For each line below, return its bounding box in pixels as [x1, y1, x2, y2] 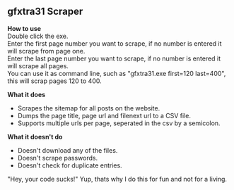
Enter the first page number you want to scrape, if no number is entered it [7, 39, 222, 48]
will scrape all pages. [7, 61, 69, 70]
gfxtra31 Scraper [7, 6, 83, 18]
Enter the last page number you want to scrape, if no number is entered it [7, 54, 221, 63]
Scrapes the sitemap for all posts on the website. [17, 103, 160, 112]
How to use [7, 24, 41, 32]
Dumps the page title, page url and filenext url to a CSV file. [17, 111, 191, 120]
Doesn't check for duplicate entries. [17, 161, 122, 170]
